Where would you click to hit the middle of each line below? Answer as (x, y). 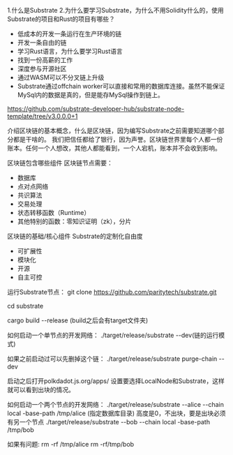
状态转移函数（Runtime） (54, 212)
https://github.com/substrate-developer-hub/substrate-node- (96, 109)
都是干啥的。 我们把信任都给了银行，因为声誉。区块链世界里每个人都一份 (118, 139)
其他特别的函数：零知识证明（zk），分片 (74, 221)
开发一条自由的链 (42, 43)
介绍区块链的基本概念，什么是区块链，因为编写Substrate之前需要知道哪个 (113, 130)
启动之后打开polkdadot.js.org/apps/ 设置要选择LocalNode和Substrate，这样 (116, 381)
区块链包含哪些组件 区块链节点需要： (60, 163)
